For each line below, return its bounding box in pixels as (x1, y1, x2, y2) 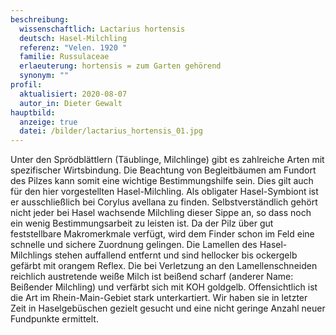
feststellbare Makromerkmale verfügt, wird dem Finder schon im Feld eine (10, 228, 315, 240)
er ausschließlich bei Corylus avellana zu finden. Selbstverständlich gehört (10, 196, 318, 208)
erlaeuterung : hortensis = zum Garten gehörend (19, 61, 222, 71)
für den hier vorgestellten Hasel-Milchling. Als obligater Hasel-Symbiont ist (10, 186, 319, 198)
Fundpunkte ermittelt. (10, 313, 99, 325)
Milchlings (10, 249, 53, 261)
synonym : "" (19, 71, 70, 81)
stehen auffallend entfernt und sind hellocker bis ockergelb (54, 249, 298, 261)
